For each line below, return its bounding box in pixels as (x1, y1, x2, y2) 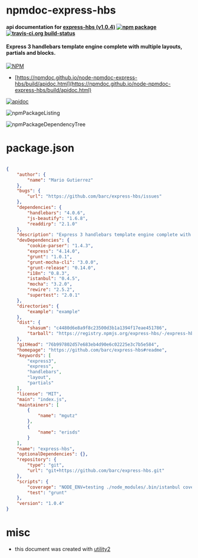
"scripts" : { (16, 478, 49, 484)
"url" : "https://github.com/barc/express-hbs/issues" (27, 193, 162, 199)
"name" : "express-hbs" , (16, 446, 75, 452)
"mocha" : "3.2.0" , (27, 281, 72, 287)
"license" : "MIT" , (16, 390, 62, 397)
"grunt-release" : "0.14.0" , (27, 265, 96, 271)
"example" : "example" (27, 308, 81, 314)
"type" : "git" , (27, 462, 65, 468)
